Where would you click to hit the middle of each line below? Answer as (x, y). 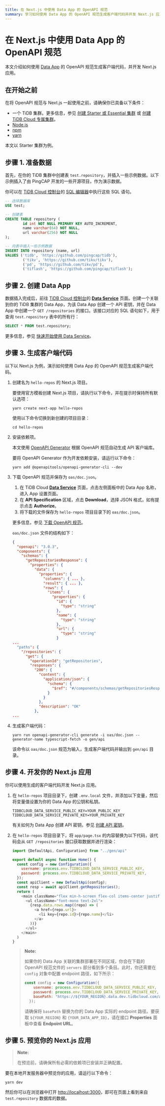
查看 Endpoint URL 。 (55, 1023)
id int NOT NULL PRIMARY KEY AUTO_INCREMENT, (70, 224)
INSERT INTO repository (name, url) (42, 251)
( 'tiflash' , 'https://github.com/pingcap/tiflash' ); (78, 269)
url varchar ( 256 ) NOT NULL (50, 233)
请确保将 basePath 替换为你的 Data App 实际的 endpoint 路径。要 (90, 1011)
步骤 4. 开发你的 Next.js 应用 (48, 772)
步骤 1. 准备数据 (28, 162)
